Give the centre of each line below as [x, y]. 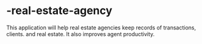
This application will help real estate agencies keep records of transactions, [101, 28]
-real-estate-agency [60, 11]
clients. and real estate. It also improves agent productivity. [81, 34]
